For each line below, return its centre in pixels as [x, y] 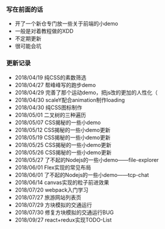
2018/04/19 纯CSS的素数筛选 [51, 77]
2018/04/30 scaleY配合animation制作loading [70, 100]
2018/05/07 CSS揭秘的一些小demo [58, 122]
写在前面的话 [25, 9]
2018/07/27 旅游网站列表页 [48, 197]
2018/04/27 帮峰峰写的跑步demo [55, 85]
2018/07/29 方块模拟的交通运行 [54, 204]
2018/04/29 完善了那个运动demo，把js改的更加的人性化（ [86, 92]
